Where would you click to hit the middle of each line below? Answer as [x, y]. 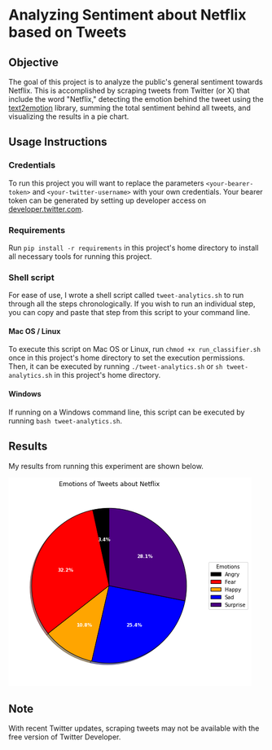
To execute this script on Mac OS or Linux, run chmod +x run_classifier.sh [134, 349]
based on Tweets [68, 32]
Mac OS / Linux [35, 331]
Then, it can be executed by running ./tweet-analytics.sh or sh [116, 366]
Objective [34, 62]
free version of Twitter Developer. [65, 737]
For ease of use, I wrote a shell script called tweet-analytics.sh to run [126, 296]
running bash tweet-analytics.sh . [65, 420]
